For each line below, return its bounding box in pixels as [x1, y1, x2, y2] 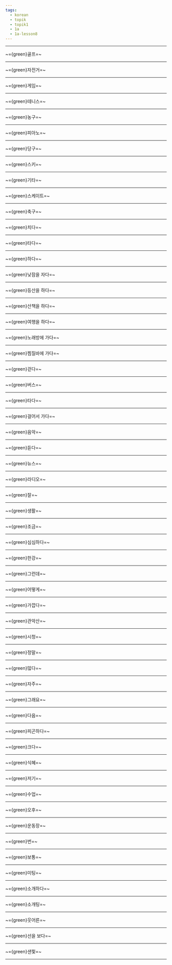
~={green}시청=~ [5, 633, 42, 640]
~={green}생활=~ [5, 507, 42, 514]
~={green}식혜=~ [5, 759, 42, 766]
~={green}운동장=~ [5, 823, 46, 828]
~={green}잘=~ [5, 492, 37, 498]
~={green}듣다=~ [5, 445, 42, 450]
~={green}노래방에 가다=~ [5, 335, 60, 340]
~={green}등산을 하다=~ [5, 287, 55, 293]
